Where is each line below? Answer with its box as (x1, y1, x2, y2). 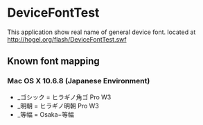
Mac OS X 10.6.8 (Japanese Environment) (7, 76, 150, 86)
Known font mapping (7, 56, 100, 67)
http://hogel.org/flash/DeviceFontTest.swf (7, 35, 127, 43)
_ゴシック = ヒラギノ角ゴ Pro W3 (17, 92, 112, 101)
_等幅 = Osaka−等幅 (17, 110, 75, 119)
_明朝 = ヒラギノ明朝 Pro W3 (17, 101, 99, 110)
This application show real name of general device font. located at (7, 28, 196, 36)
